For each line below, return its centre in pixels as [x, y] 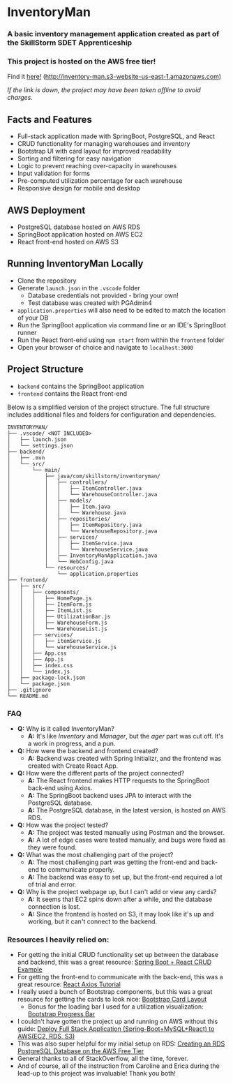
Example [30, 970]
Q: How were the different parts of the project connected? [101, 773]
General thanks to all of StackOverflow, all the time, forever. [103, 1059]
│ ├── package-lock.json [46, 678]
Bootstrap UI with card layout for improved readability [95, 151]
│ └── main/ [34, 470]
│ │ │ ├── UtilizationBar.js [59, 616]
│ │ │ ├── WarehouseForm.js [58, 623]
